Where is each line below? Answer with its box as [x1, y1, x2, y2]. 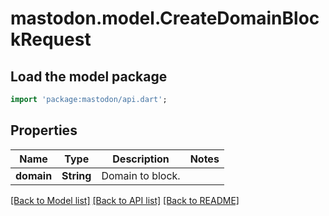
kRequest [10, 28, 92, 51]
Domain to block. [101, 168, 181, 182]
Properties [10, 122, 78, 139]
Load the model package [10, 68, 168, 85]
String [61, 168, 92, 182]
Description [112, 152, 170, 166]
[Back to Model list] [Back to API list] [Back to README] [10, 194, 240, 206]
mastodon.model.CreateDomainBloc [10, 7, 320, 30]
